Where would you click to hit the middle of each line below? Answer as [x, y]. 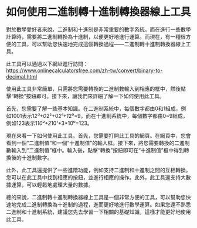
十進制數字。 [37, 157]
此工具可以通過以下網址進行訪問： [47, 64]
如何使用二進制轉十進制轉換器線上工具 [99, 12]
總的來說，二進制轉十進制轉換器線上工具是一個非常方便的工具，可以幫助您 [96, 197]
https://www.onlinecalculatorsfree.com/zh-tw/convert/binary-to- [84, 70]
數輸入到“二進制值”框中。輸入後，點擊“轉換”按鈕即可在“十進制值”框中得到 [95, 150]
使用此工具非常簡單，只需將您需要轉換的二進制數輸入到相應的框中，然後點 [96, 89]
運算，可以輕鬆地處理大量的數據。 [52, 185]
